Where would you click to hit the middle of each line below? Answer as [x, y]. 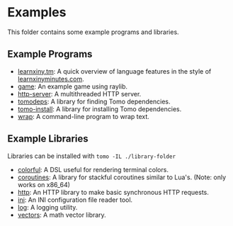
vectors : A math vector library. [62, 215]
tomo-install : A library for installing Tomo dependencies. [100, 109]
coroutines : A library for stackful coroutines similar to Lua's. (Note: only [122, 177]
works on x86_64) [44, 184]
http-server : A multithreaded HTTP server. [79, 94]
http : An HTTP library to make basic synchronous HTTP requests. [113, 192]
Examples [37, 12]
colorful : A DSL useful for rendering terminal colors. [93, 169]
